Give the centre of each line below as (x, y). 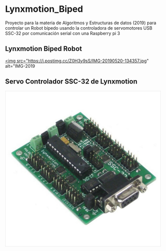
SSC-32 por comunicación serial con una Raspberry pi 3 (62, 33)
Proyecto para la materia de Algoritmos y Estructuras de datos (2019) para (81, 23)
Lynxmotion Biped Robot (44, 49)
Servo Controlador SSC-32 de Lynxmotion (71, 82)
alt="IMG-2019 (20, 66)
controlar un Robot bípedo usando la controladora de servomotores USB (79, 28)
